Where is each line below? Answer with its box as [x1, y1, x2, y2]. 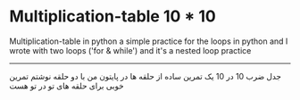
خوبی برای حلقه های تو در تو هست [9, 80, 124, 91]
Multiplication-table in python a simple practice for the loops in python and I [9, 36, 288, 46]
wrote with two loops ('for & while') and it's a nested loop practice [9, 45, 252, 55]
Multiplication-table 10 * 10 [9, 6, 216, 27]
